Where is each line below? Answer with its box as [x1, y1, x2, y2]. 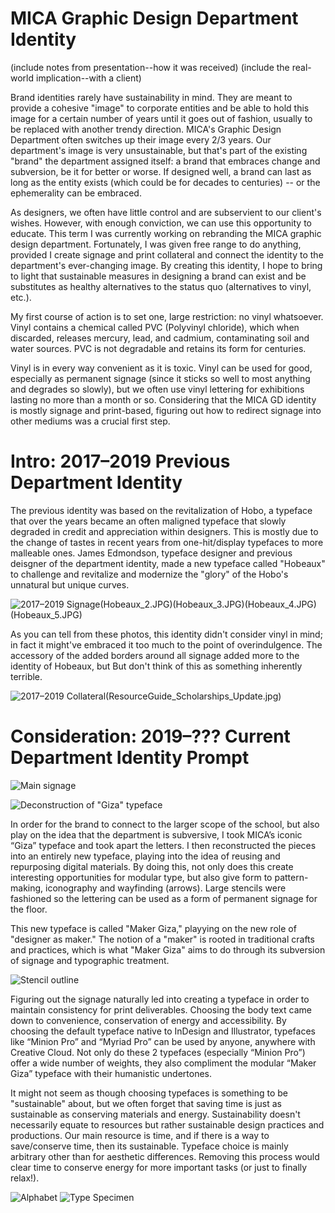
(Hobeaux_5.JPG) [10, 608, 83, 621]
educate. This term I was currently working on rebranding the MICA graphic [10, 227, 322, 239]
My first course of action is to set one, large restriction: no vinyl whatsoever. [10, 310, 324, 322]
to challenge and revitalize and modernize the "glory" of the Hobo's [10, 568, 289, 580]
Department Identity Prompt [10, 747, 250, 769]
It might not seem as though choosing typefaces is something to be [10, 1087, 289, 1099]
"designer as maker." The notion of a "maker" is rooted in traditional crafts [10, 933, 315, 945]
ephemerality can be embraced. [10, 187, 142, 199]
